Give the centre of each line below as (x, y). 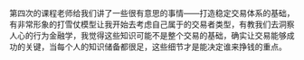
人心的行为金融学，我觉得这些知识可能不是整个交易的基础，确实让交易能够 (148, 35)
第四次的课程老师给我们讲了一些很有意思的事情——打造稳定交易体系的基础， (152, 13)
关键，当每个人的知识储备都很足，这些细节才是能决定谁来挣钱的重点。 (156, 47)
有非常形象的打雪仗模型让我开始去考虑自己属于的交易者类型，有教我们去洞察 (152, 24)
